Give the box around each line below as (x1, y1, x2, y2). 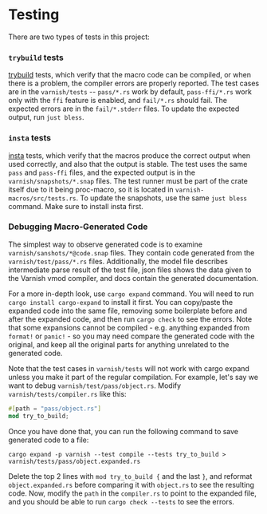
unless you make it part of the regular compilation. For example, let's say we (8, 372, 259, 382)
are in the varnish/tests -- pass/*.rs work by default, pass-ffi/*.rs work (8, 87, 253, 97)
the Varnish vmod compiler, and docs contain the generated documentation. (8, 273, 259, 283)
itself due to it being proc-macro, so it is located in (8, 184, 174, 194)
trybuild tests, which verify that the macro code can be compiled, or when (8, 70, 251, 80)
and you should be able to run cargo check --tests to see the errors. (8, 496, 235, 506)
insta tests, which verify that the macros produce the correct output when (8, 150, 251, 160)
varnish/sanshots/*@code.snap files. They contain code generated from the (8, 247, 255, 257)
